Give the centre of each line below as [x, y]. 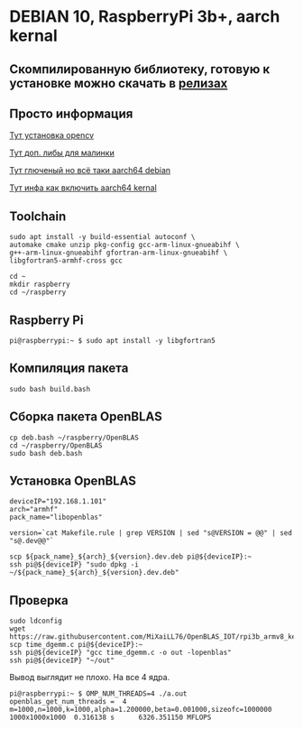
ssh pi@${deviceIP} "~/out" [62, 660]
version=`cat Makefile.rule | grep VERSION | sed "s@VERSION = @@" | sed [151, 533]
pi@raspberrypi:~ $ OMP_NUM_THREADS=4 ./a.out [98, 694]
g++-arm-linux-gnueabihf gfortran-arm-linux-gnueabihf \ [119, 253]
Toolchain [38, 216]
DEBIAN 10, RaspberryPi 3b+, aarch [145, 17]
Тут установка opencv [52, 135]
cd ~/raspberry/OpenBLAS [56, 445]
